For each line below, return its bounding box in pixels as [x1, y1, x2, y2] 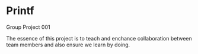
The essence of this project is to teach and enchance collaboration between [6, 35, 192, 42]
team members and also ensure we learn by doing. [6, 41, 130, 48]
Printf [6, 4, 34, 18]
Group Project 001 [6, 23, 50, 31]
